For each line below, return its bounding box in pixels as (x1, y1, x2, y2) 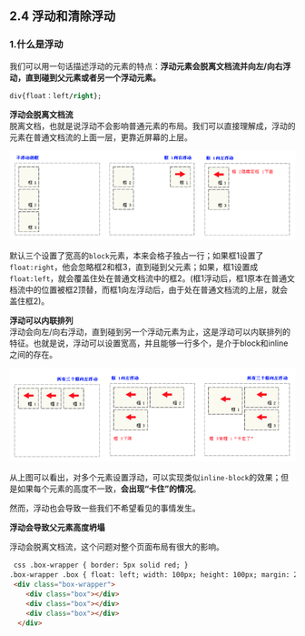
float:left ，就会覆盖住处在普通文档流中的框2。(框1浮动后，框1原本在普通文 (9, 273, 295, 284)
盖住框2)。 (9, 296, 50, 307)
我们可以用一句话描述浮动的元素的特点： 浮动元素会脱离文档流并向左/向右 (9, 60, 283, 71)
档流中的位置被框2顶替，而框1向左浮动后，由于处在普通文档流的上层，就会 (9, 285, 289, 296)
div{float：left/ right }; (9, 91, 103, 100)
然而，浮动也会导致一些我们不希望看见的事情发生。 (9, 503, 201, 514)
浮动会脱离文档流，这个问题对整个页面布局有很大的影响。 (9, 541, 224, 552)
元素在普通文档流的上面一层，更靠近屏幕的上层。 (9, 131, 192, 143)
